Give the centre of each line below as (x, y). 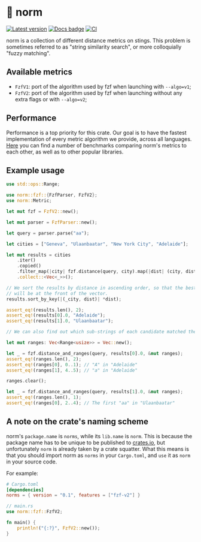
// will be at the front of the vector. (57, 293)
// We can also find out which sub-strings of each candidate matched (96, 332)
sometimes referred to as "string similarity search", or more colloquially (94, 47)
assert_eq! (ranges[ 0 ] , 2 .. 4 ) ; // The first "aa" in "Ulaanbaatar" (91, 403)
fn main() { (21, 523)
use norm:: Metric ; (29, 201)
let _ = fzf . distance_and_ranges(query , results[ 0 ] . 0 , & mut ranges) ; (95, 353)
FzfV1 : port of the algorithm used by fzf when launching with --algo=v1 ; (103, 86)
